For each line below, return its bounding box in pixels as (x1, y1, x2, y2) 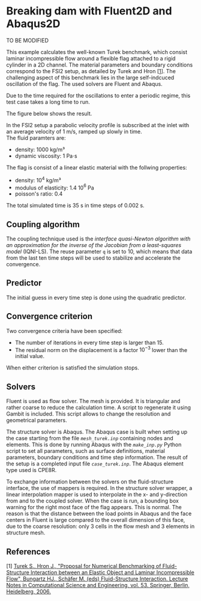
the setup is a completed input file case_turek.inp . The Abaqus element (6, 460, 184, 467)
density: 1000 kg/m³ (14, 146, 65, 153)
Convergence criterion (6, 311, 93, 321)
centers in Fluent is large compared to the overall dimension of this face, (6, 516, 185, 524)
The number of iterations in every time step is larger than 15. (14, 339, 164, 346)
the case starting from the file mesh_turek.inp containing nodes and (6, 435, 174, 442)
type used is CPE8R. (6, 467, 57, 474)
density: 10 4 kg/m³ (14, 175, 61, 184)
